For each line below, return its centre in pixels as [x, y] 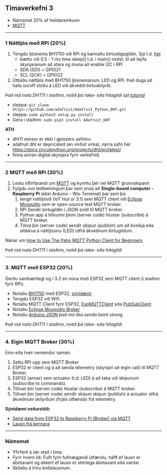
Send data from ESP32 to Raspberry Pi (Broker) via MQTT [71, 418]
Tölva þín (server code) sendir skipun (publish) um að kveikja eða [87, 225]
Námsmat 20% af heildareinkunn [46, 20]
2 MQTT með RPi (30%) [34, 173]
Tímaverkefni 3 [29, 8]
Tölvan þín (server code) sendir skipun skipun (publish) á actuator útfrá [85, 394]
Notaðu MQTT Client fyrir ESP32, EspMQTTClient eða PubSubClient [82, 304]
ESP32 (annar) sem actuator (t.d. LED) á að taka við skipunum [76, 378]
